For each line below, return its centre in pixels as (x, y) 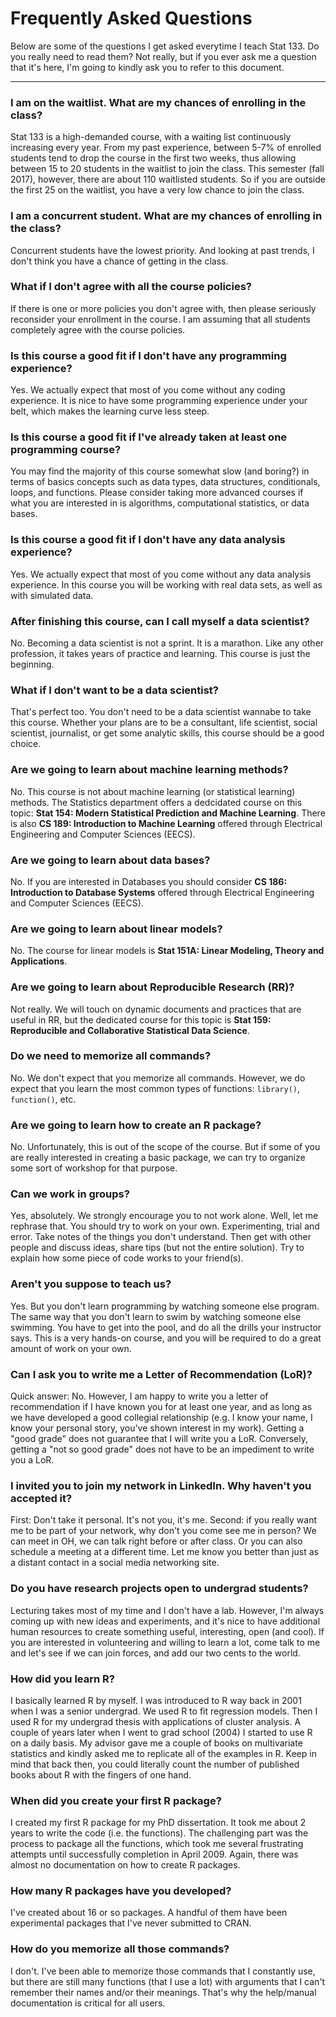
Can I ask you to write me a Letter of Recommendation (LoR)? (161, 1374)
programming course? (66, 450)
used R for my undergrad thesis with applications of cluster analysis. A (156, 1721)
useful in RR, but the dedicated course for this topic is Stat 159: (141, 1019)
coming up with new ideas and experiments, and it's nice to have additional (165, 1621)
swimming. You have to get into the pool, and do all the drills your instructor (166, 1327)
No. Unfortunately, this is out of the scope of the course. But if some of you (165, 1147)
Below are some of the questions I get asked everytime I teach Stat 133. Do (165, 46)
